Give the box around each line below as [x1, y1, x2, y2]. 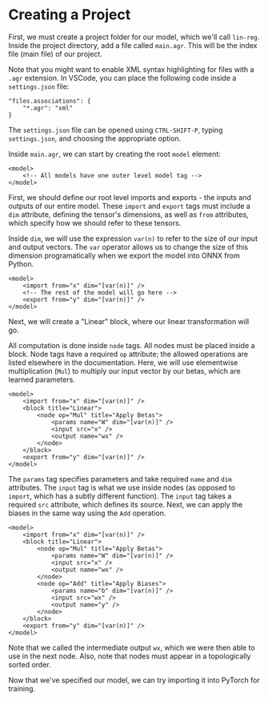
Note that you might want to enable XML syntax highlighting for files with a [8, 64, 254, 74]
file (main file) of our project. [8, 49, 102, 58]
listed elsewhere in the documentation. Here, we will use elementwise [8, 358, 238, 367]
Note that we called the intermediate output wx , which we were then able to [8, 643, 256, 652]
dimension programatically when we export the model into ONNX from [8, 250, 240, 260]
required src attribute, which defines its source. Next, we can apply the [8, 499, 243, 509]
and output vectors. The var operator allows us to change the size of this [8, 242, 249, 251]
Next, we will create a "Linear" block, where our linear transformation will [8, 316, 250, 326]
